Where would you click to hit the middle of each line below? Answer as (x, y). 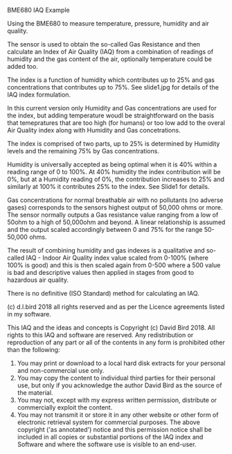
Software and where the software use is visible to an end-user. (107, 444)
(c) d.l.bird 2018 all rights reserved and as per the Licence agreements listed (116, 307)
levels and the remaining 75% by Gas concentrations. (83, 151)
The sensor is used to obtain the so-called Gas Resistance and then (104, 44)
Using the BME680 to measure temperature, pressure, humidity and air (108, 23)
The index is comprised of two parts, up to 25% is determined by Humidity (114, 144)
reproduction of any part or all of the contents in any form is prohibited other (116, 342)
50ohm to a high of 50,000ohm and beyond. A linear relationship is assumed (116, 222)
